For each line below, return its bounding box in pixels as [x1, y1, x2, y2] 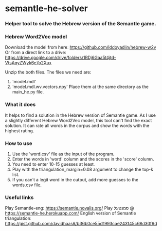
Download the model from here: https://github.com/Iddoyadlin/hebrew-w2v [5, 44, 157, 50]
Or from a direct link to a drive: [5, 50, 67, 55]
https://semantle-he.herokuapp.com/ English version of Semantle [5, 210, 136, 216]
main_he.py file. [12, 89, 44, 95]
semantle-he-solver [5, 3, 88, 14]
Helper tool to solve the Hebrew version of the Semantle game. [5, 20, 157, 27]
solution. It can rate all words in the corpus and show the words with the [5, 123, 150, 128]
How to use [5, 140, 33, 146]
